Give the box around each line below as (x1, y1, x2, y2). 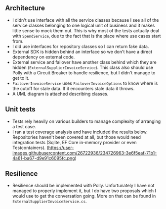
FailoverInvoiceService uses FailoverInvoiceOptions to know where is (12, 80, 158, 86)
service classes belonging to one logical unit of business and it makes (12, 22, 155, 28)
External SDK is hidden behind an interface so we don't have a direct (12, 49, 153, 54)
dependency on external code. (12, 54, 75, 60)
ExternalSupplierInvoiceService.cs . (12, 198, 87, 205)
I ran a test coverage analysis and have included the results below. (12, 129, 148, 135)
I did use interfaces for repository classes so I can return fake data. (12, 43, 149, 49)
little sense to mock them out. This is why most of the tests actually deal (12, 27, 160, 34)
